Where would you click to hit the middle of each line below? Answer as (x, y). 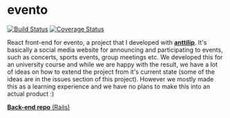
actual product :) (31, 94)
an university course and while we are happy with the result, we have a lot (112, 64)
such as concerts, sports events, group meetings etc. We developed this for (115, 57)
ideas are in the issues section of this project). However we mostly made (111, 79)
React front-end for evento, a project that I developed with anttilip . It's (107, 42)
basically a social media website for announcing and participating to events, (115, 50)
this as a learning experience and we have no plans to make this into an (109, 86)
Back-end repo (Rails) (39, 107)
